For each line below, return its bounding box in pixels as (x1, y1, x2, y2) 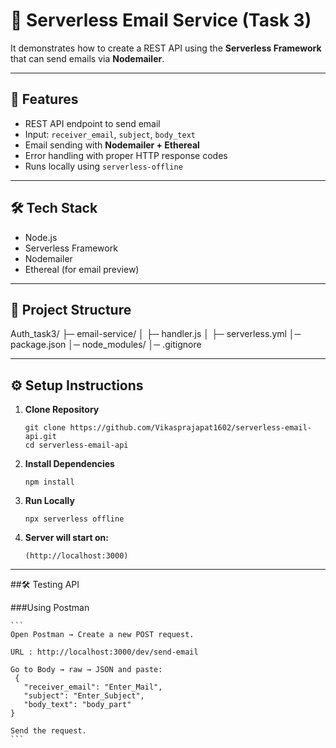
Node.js (24, 231, 58, 243)
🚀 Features (10, 91, 79, 108)
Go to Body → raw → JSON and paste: (10, 665, 163, 675)
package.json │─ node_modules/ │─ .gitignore (10, 339, 202, 351)
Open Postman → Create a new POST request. (10, 630, 195, 640)
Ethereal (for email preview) (24, 263, 140, 275)
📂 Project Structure (10, 301, 132, 318)
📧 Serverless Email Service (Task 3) (10, 9, 312, 32)
